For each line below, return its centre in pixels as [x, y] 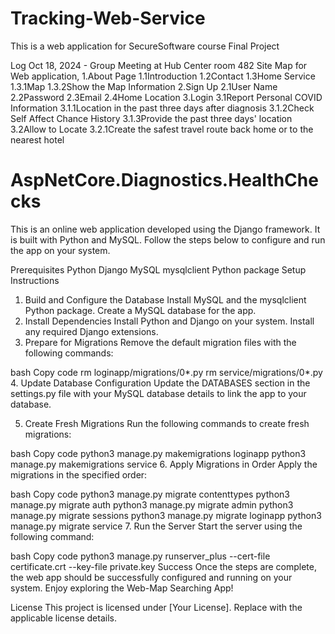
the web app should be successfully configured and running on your [151, 577]
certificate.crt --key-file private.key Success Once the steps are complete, [163, 566]
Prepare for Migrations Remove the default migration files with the [160, 342]
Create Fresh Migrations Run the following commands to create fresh [167, 423]
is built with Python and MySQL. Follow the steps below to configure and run [168, 239]
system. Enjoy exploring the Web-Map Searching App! [122, 588]
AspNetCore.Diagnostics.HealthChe [164, 180]
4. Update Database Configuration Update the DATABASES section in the [160, 383]
